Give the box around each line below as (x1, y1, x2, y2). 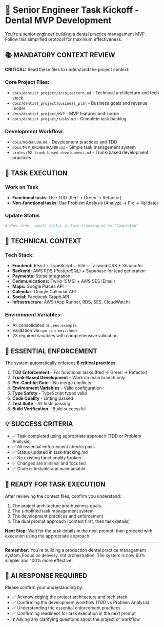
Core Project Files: (5, 78, 50, 85)
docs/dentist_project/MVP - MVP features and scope (12, 111, 119, 116)
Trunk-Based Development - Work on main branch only (12, 374, 125, 380)
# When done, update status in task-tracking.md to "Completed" (5, 223, 139, 228)
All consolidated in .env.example (12, 323, 77, 328)
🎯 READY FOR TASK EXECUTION (5, 480, 106, 488)
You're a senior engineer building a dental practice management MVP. (5, 31, 146, 37)
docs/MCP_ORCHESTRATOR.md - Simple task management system (12, 144, 136, 150)
